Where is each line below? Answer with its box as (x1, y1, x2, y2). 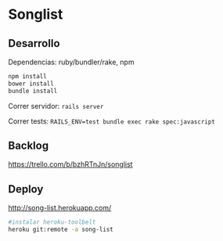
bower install (8, 80, 55, 88)
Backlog (8, 139, 49, 153)
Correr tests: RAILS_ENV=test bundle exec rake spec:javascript (8, 116, 215, 126)
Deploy (8, 182, 44, 196)
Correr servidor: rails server (8, 101, 104, 110)
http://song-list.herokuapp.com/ (8, 203, 112, 213)
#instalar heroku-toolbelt (8, 218, 96, 226)
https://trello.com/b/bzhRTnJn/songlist (8, 160, 133, 169)
